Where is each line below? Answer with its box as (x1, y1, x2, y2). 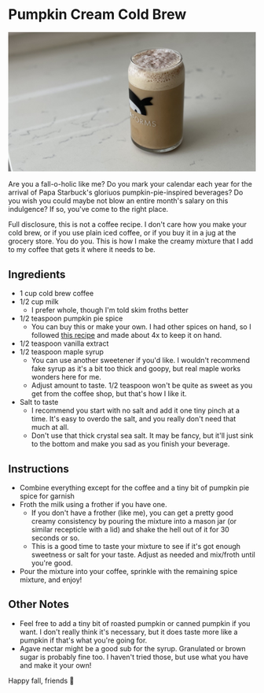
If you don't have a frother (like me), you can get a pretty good (31, 508, 234, 517)
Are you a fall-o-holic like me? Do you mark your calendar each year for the (8, 180, 253, 189)
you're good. (31, 558, 73, 568)
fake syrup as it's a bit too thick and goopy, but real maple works (31, 364, 241, 373)
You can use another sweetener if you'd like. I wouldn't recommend (31, 356, 250, 365)
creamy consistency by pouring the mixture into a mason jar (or (31, 517, 237, 526)
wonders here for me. (31, 372, 102, 382)
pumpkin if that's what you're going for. (19, 636, 148, 645)
